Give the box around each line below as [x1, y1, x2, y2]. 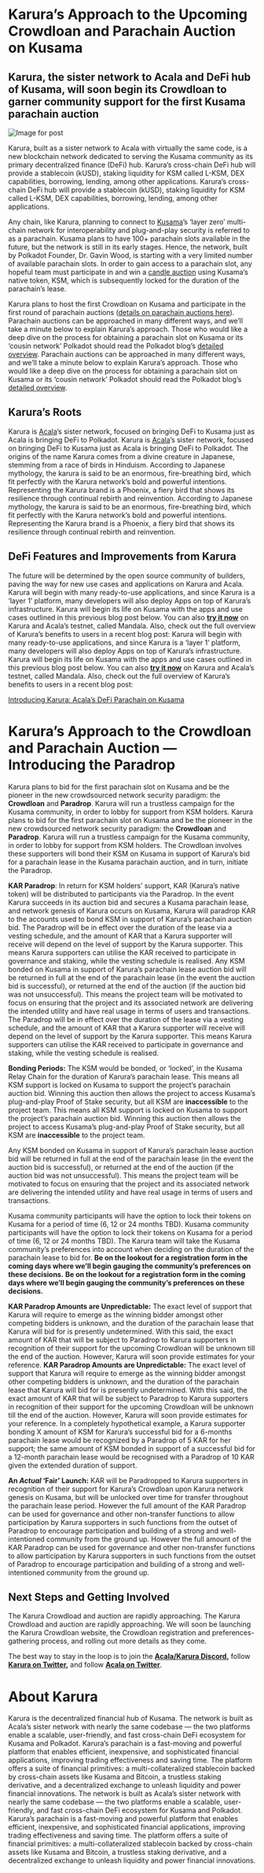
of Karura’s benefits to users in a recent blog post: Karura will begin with [8, 629, 242, 639]
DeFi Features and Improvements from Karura [8, 550, 237, 564]
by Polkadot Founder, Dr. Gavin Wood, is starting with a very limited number [8, 250, 253, 260]
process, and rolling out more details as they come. [41, 1636, 207, 1646]
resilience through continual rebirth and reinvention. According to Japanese [8, 494, 253, 503]
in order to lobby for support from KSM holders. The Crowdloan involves [8, 840, 242, 850]
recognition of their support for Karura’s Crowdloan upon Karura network [8, 1484, 244, 1494]
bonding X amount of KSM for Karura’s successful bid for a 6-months [8, 1427, 233, 1436]
